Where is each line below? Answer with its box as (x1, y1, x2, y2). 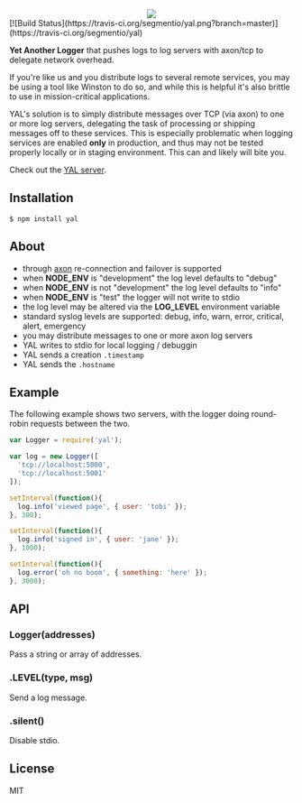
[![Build (9, 18, 37, 28)
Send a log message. (9, 692, 87, 703)
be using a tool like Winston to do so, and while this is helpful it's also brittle (9, 81, 290, 92)
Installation (9, 190, 74, 206)
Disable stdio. (9, 734, 60, 745)
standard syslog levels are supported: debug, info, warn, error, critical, (22, 310, 285, 321)
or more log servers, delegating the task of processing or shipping (9, 118, 255, 129)
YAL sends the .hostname (22, 358, 115, 369)
